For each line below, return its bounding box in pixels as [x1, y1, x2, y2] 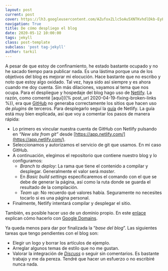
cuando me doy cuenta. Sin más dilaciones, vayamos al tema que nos [5, 84, 149, 90]
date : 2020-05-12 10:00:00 [5, 30, 61, 35]
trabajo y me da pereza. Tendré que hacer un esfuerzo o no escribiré [12, 255, 155, 261]
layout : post [5, 7, 32, 12]
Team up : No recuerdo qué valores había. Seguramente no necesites [19, 189, 162, 195]
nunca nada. [12, 261, 38, 267]
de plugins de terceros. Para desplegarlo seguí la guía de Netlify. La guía [5, 105, 155, 111]
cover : [5, 16, 19, 21]
